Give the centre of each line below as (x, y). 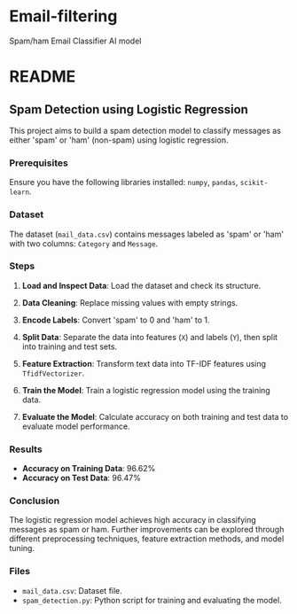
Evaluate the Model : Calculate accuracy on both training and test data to (155, 416)
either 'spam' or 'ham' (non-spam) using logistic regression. (119, 140)
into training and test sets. (70, 346)
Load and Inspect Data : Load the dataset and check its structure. (141, 285)
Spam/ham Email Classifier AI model (75, 41)
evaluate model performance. (76, 426)
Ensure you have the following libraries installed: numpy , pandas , (124, 183)
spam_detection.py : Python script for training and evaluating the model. (152, 600)
